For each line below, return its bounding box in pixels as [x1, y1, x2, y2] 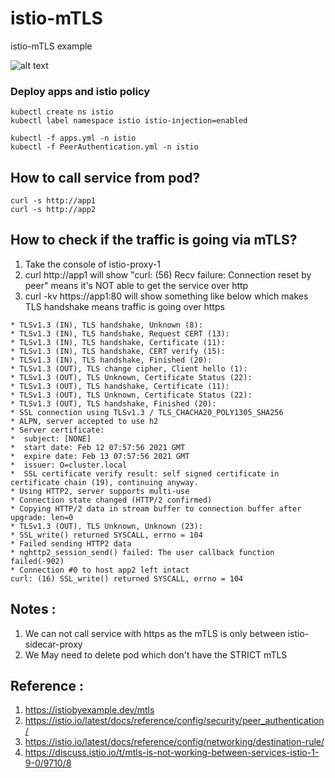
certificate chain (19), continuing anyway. [10, 477, 199, 487]
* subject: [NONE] [10, 433, 92, 444]
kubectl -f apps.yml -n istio [10, 133, 137, 144]
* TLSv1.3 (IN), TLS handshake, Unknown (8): [10, 320, 203, 330]
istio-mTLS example [10, 40, 93, 52]
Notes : [10, 601, 57, 618]
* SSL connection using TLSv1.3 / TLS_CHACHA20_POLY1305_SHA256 [10, 407, 284, 417]
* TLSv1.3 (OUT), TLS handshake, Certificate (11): [10, 381, 230, 391]
